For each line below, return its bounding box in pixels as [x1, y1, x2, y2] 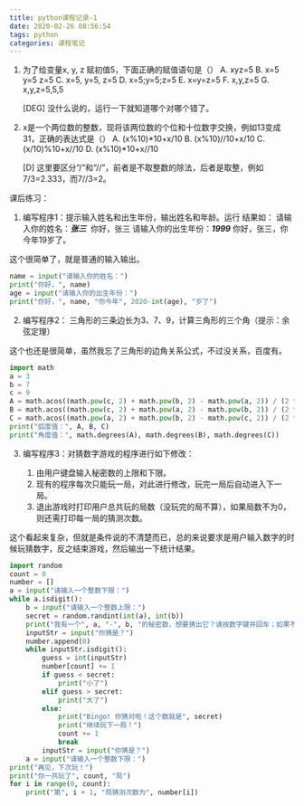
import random [9, 561, 63, 570]
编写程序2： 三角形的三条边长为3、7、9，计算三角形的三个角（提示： [22, 314, 282, 326]
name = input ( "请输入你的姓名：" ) [9, 272, 128, 281]
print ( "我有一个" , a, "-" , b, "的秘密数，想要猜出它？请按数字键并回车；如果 [25, 620, 290, 629]
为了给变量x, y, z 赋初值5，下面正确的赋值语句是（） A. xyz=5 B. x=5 [22, 64, 280, 75]
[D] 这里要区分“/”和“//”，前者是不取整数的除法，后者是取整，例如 [22, 162, 264, 173]
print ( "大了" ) [57, 696, 109, 705]
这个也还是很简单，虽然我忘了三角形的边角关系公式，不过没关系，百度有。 [9, 345, 287, 356]
